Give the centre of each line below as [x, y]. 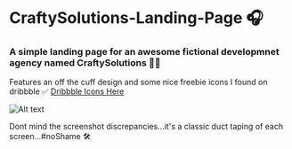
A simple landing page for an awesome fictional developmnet [144, 52]
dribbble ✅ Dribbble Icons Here [67, 91]
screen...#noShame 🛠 [50, 137]
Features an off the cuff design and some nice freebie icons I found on [138, 82]
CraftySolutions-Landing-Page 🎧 [137, 18]
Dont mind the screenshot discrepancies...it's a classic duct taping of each [146, 127]
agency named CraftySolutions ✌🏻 [85, 63]
